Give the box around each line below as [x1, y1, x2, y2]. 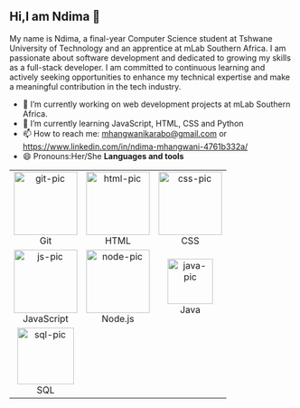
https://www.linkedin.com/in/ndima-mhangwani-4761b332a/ [22, 141, 248, 152]
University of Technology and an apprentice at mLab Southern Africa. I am [9, 43, 286, 53]
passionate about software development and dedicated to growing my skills [9, 52, 292, 63]
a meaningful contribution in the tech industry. [9, 81, 182, 91]
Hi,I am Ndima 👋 [9, 9, 101, 24]
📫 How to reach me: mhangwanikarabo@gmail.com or [22, 128, 228, 138]
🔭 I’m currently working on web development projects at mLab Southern [22, 99, 291, 109]
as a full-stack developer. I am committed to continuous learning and [9, 62, 266, 72]
